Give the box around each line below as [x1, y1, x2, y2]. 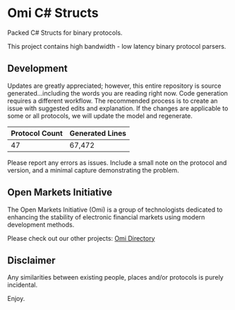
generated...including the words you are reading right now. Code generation [7, 88, 228, 97]
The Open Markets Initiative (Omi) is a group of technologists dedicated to [7, 205, 223, 214]
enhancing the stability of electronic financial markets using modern [7, 212, 205, 221]
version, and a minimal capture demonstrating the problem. [7, 166, 180, 174]
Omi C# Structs [7, 5, 99, 21]
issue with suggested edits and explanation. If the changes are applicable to [7, 104, 229, 113]
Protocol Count [11, 128, 64, 138]
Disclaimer [7, 254, 56, 266]
